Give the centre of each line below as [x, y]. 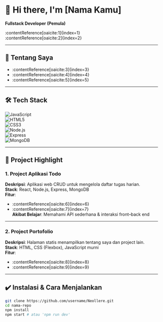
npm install [17, 310]
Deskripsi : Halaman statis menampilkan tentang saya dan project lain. [75, 242]
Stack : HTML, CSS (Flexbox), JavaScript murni [52, 247]
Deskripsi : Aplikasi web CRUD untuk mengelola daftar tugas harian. [73, 185]
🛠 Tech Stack [26, 100]
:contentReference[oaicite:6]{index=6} [51, 204]
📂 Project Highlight [34, 160]
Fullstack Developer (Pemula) [35, 23]
